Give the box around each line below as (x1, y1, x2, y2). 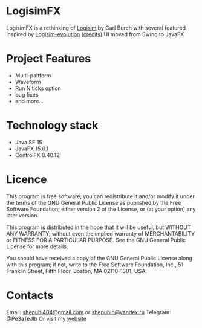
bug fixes (15, 91, 39, 98)
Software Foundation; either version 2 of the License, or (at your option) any (6, 205, 196, 213)
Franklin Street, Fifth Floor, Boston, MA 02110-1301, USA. (6, 267, 147, 274)
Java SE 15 (15, 138, 42, 146)
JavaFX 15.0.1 (15, 145, 49, 152)
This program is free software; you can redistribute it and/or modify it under (6, 192, 195, 200)
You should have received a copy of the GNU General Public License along (6, 254, 192, 262)
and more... (15, 97, 44, 105)
